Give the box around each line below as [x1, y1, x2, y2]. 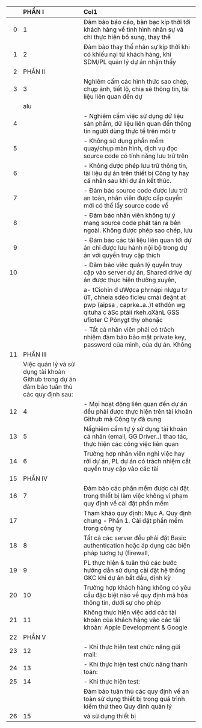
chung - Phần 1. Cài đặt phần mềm [83, 517, 183, 525]
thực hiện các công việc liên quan [83, 440, 179, 448]
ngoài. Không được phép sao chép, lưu [83, 226, 193, 234]
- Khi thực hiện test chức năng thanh [83, 660, 188, 668]
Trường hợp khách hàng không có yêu [83, 584, 191, 591]
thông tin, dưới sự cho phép [83, 599, 161, 606]
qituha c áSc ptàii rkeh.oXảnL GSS [83, 308, 180, 316]
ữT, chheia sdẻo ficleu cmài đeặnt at [83, 293, 186, 301]
